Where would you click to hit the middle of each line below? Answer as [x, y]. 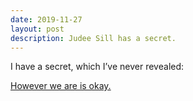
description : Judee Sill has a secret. [93, 38]
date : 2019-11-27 [46, 19]
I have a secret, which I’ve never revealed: [97, 67]
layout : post [37, 29]
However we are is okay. [61, 86]
